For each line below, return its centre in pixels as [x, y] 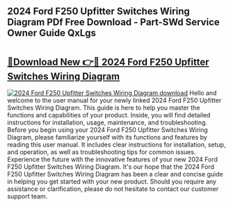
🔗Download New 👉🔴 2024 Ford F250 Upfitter [108, 62]
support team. [27, 196]
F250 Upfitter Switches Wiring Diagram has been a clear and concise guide [115, 174]
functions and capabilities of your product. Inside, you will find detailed [109, 115]
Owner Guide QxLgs [51, 33]
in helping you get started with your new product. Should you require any [112, 181]
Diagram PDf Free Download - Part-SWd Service [114, 23]
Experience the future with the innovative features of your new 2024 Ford [112, 159]
